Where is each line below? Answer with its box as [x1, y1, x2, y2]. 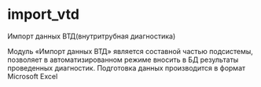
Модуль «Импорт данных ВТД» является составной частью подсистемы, [7, 46, 253, 56]
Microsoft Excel [7, 71, 58, 81]
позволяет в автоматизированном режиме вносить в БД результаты [7, 55, 239, 64]
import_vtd [7, 5, 80, 24]
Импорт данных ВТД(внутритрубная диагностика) [7, 31, 176, 41]
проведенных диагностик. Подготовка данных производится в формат [7, 63, 246, 72]
